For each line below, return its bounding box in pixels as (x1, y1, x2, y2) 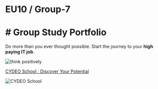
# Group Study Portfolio (5, 27, 107, 38)
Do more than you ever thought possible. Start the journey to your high (5, 43, 153, 50)
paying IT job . (5, 49, 34, 55)
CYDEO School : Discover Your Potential (5, 68, 89, 74)
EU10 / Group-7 (5, 4, 71, 15)
